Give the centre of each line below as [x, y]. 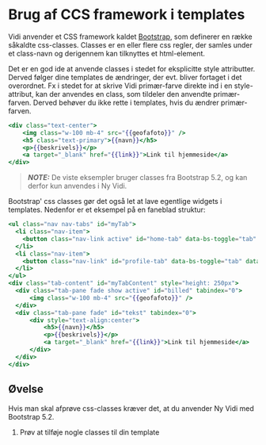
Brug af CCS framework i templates [127, 15]
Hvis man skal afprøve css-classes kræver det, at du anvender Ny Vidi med [131, 408]
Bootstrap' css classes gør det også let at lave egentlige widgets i [115, 201]
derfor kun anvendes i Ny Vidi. [77, 186]
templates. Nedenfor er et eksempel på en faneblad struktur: [107, 210]
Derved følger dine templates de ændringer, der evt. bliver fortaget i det [125, 77]
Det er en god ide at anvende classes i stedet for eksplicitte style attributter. [132, 68]
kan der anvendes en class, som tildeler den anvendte [123, 94]
